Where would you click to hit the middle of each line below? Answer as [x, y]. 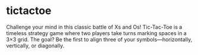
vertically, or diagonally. [35, 46]
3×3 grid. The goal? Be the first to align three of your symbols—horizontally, [99, 39]
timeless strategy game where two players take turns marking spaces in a [97, 33]
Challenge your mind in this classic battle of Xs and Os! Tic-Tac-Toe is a [94, 27]
